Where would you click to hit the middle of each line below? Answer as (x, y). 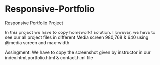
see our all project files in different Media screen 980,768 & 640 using (77, 37)
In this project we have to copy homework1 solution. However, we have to (80, 32)
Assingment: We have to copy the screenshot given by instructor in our (78, 52)
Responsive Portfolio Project (34, 23)
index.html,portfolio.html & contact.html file (49, 57)
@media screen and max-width (37, 42)
